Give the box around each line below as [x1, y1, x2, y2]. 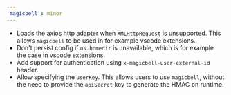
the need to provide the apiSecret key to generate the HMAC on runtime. [16, 80, 224, 88]
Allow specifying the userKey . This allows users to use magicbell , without [16, 73, 225, 81]
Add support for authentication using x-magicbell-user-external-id [16, 58, 210, 66]
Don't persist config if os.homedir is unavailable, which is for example [16, 43, 214, 52]
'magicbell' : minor [6, 10, 63, 17]
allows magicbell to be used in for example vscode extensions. [16, 36, 196, 45]
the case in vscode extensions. [16, 51, 105, 59]
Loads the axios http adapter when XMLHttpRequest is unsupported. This [16, 29, 221, 37]
